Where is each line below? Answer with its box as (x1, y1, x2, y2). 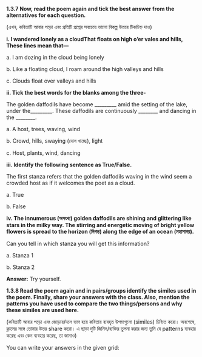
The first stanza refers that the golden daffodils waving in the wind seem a (6, 173, 192, 180)
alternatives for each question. (6, 12, 86, 19)
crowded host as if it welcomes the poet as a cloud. (6, 179, 135, 186)
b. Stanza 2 (6, 263, 35, 271)
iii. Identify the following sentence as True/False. (6, 161, 132, 168)
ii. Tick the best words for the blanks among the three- (6, 89, 147, 96)
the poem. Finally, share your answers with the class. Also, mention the (6, 294, 190, 301)
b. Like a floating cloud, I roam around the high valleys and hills (6, 66, 164, 72)
